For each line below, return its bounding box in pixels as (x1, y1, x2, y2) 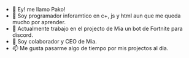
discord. (12, 31, 34, 39)
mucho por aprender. (12, 19, 66, 25)
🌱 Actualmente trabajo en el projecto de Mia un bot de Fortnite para (12, 25, 183, 32)
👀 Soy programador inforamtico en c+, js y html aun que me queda (12, 12, 181, 19)
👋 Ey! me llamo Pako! (12, 6, 66, 13)
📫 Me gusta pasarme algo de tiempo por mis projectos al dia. (12, 45, 169, 51)
